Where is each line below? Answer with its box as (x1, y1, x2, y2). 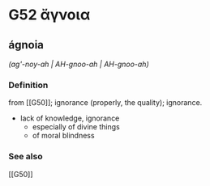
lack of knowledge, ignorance (19, 113, 120, 123)
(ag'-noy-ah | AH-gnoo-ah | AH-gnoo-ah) (8, 59, 149, 69)
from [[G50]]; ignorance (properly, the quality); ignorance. (8, 98, 203, 108)
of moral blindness (32, 131, 95, 141)
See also (8, 151, 43, 163)
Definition (8, 79, 49, 91)
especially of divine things (32, 122, 120, 132)
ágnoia (8, 38, 45, 52)
